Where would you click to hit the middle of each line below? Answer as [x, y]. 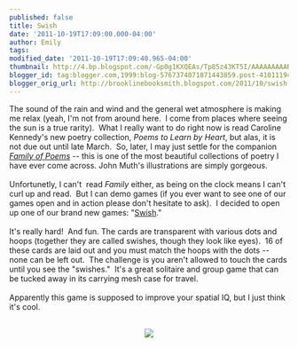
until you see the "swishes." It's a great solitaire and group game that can [144, 269]
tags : [19, 51]
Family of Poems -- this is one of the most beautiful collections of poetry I [144, 155]
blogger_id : [31, 75]
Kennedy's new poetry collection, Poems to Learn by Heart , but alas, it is [143, 137]
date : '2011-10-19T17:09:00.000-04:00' [83, 34]
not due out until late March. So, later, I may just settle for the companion [143, 146]
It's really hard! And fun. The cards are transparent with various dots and [143, 231]
